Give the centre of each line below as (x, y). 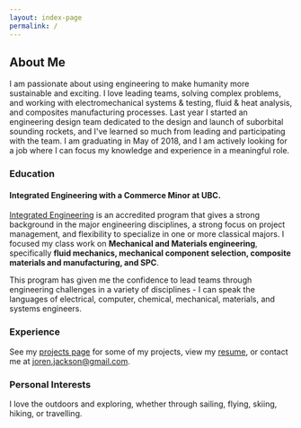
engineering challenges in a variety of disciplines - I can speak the (133, 290)
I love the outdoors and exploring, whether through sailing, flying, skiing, (143, 404)
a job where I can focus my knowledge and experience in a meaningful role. (150, 151)
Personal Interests (50, 384)
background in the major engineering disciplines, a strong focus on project (147, 224)
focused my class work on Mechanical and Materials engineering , (133, 244)
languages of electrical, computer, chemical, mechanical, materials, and (142, 299)
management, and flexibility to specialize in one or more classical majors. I (147, 234)
